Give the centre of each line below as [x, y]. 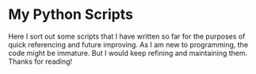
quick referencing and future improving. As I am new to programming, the [128, 44]
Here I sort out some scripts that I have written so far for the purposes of [127, 36]
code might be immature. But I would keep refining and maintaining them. [128, 53]
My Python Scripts [71, 15]
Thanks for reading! [40, 61]
